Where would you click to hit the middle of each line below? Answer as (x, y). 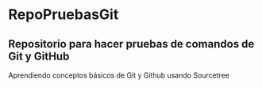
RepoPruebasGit (64, 15)
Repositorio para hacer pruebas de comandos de (131, 44)
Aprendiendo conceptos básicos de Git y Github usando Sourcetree (119, 75)
